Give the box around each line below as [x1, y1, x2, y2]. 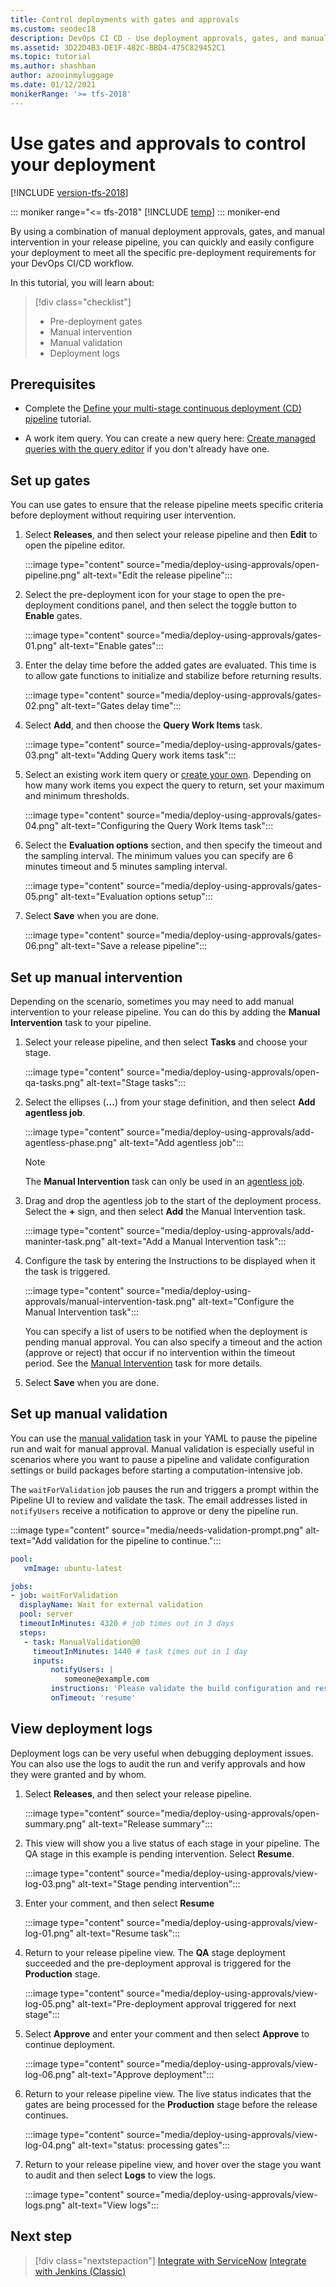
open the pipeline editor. [24, 539, 126, 551]
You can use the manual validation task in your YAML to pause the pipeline [10, 1432, 318, 1444]
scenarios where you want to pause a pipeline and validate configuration [10, 1453, 310, 1465]
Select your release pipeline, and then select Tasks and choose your [24, 1036, 308, 1048]
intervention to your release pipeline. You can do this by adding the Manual [10, 1006, 321, 1018]
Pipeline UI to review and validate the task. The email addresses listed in [10, 1494, 308, 1506]
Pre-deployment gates [49, 315, 143, 327]
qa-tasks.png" [24, 1077, 85, 1088]
